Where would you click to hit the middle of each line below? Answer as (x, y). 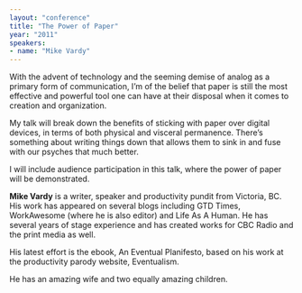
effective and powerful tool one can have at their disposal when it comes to (149, 96)
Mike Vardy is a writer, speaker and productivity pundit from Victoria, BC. (146, 197)
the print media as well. (53, 234)
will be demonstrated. (50, 179)
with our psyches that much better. (74, 152)
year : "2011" (34, 34)
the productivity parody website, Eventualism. (95, 261)
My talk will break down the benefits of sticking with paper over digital (140, 124)
